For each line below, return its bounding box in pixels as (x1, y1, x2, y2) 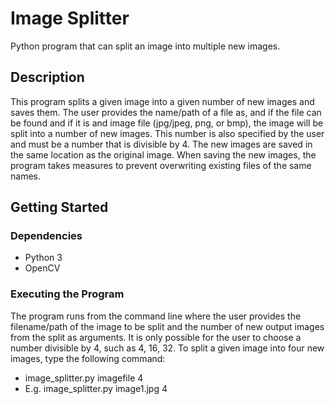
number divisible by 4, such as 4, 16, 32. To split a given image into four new (10, 342, 325, 354)
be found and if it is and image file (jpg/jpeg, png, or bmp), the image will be (10, 117, 324, 129)
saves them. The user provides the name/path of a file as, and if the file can (10, 106, 322, 118)
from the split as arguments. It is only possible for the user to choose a (10, 331, 302, 343)
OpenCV (24, 262, 61, 274)
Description (10, 69, 85, 86)
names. (10, 170, 41, 182)
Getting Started (10, 199, 109, 216)
